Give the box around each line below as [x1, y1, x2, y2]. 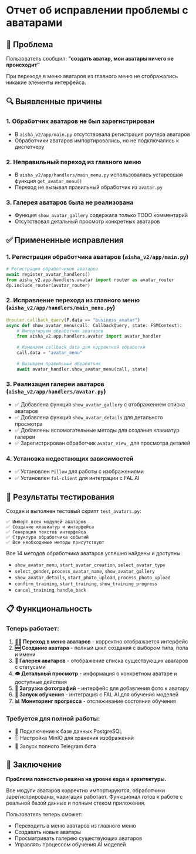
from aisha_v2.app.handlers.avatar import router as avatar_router [6, 277, 175, 283]
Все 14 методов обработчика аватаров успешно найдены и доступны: [6, 549, 183, 556]
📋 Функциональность [6, 604, 93, 614]
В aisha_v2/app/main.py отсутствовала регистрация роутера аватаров [14, 131, 191, 138]
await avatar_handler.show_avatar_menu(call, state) [16, 366, 148, 372]
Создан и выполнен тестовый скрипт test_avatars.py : [6, 507, 141, 515]
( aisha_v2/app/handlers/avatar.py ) [6, 388, 106, 396]
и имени [14, 650, 36, 658]
